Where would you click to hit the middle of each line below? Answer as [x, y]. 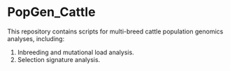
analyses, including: [36, 38]
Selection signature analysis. [59, 59]
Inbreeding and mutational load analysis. [76, 52]
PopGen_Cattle [51, 12]
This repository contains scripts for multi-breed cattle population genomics [115, 31]
